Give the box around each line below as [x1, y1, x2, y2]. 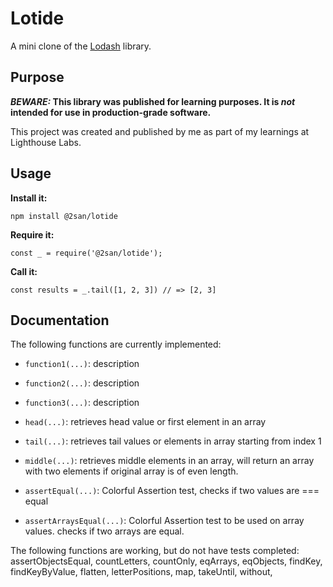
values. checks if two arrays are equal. [24, 525, 185, 537]
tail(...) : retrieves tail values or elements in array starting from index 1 [24, 435, 322, 447]
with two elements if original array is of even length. [24, 465, 239, 477]
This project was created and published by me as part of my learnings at [10, 125, 310, 137]
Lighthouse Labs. [10, 136, 82, 148]
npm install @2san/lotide [10, 211, 118, 221]
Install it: [10, 192, 48, 204]
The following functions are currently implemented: [10, 338, 222, 351]
